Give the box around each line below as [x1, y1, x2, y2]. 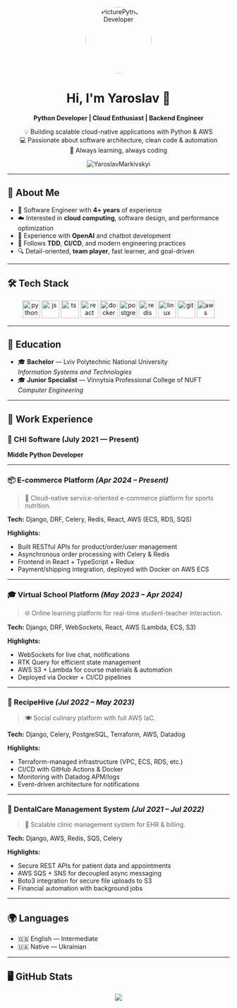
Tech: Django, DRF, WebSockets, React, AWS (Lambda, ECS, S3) [7, 623, 196, 631]
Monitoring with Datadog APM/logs [17, 772, 120, 781]
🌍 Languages [7, 912, 69, 924]
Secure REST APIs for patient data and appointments [17, 861, 171, 870]
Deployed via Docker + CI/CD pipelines [17, 672, 132, 681]
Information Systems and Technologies [17, 368, 132, 377]
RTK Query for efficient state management [17, 658, 141, 666]
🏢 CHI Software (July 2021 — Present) [7, 434, 140, 444]
